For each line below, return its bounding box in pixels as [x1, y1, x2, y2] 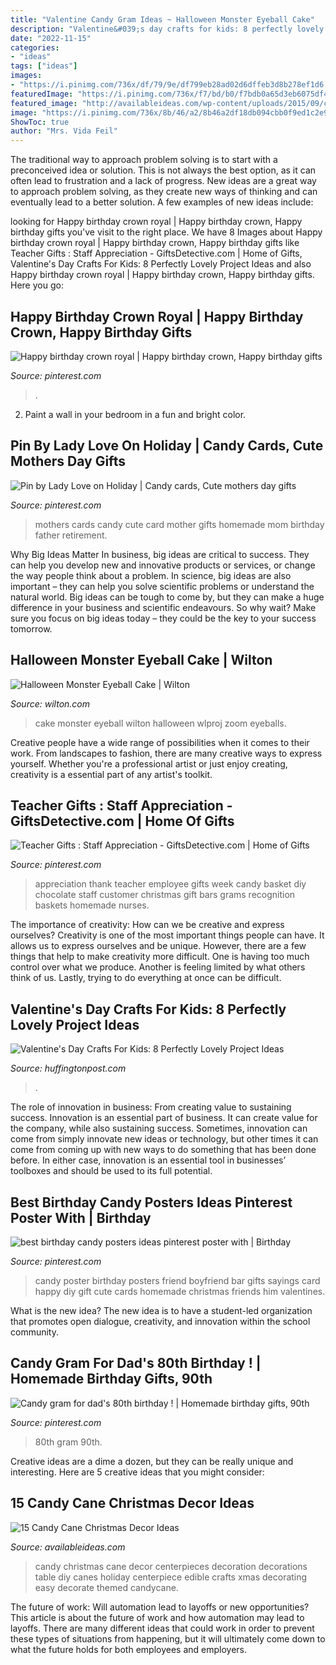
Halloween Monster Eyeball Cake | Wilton [10, 652, 273, 669]
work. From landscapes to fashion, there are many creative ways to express [10, 747, 323, 759]
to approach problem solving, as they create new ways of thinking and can [10, 186, 318, 198]
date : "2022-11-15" [10, 33, 92, 43]
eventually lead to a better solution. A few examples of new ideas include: [10, 196, 314, 208]
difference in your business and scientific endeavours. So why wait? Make [10, 601, 317, 613]
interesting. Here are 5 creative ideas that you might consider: [10, 1466, 265, 1478]
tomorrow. [10, 622, 53, 635]
